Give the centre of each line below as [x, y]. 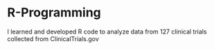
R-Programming [54, 13]
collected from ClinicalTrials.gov [53, 38]
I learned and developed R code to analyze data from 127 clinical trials [107, 32]
